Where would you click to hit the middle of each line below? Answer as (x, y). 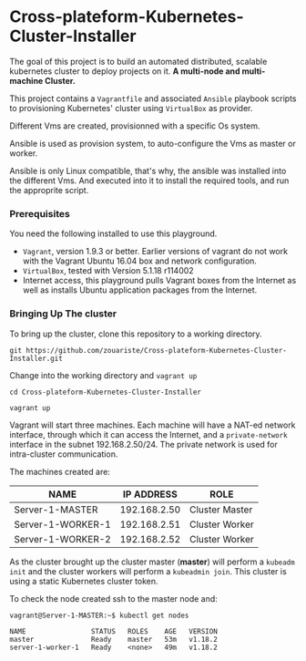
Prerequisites (40, 213)
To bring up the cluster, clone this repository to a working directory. (136, 334)
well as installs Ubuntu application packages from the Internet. (140, 290)
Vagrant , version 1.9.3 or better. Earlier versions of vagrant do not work (155, 252)
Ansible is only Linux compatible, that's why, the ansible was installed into (148, 170)
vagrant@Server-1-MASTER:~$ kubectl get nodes (99, 615)
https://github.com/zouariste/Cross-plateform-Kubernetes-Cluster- (156, 350)
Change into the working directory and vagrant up (103, 375)
